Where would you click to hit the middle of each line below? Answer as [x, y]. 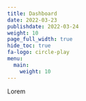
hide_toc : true [29, 46]
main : [21, 65]
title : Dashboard [32, 13]
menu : [15, 59]
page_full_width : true [40, 39]
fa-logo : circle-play [38, 53]
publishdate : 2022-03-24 [43, 26]
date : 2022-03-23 [32, 20]
